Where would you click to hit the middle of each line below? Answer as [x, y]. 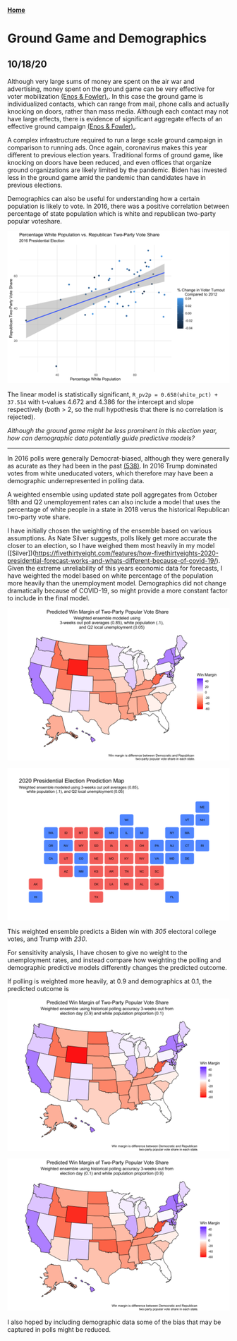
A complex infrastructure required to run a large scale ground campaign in [115, 140]
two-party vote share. [39, 517]
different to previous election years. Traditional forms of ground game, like [115, 154]
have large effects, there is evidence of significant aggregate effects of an [115, 119]
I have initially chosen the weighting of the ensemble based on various [110, 531]
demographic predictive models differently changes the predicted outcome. [117, 968]
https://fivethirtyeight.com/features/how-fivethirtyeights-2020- [127, 553]
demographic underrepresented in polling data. [76, 481]
